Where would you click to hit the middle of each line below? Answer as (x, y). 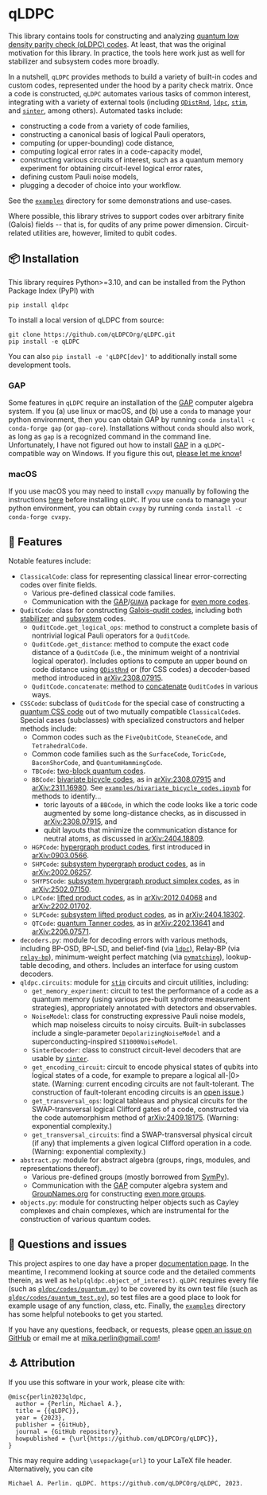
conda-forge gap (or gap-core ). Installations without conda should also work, (132, 428)
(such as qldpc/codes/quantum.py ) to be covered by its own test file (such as (133, 1288)
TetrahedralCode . (60, 746)
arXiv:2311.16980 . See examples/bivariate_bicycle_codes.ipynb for (141, 788)
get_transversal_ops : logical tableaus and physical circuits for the (139, 1101)
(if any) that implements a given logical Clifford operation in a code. (142, 1143)
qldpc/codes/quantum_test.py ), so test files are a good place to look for (124, 1297)
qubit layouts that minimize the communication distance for (140, 830)
